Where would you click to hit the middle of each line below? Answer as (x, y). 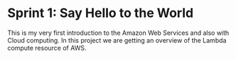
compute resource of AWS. (47, 48)
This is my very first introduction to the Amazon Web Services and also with (118, 33)
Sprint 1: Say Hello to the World (101, 13)
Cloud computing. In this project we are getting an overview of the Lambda (117, 40)
